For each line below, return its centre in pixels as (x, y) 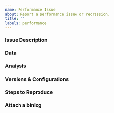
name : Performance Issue (30, 9)
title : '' (15, 18)
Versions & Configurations (37, 79)
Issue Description (26, 40)
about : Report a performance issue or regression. (57, 14)
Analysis (16, 66)
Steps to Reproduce (29, 92)
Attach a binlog (23, 105)
